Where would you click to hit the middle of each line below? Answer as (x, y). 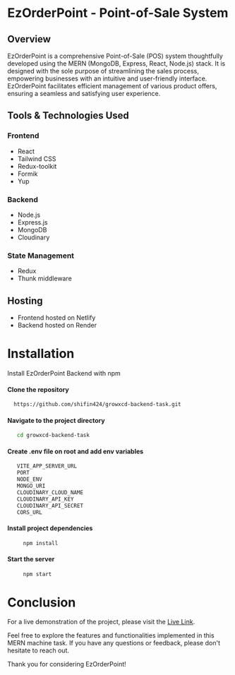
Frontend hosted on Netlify (56, 318)
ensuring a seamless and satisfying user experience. (84, 94)
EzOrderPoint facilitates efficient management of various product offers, (112, 86)
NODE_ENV (29, 479)
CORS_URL (29, 512)
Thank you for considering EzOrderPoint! (67, 664)
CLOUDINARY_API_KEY (45, 499)
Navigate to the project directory (56, 420)
